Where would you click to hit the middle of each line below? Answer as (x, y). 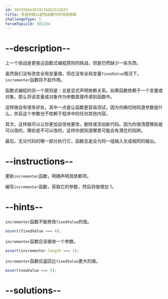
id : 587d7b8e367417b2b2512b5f (37, 10)
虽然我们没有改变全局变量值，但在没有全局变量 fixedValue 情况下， (73, 73)
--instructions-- (39, 162)
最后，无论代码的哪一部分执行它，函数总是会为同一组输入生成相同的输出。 (82, 141)
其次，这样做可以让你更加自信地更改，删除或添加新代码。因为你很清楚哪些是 (84, 124)
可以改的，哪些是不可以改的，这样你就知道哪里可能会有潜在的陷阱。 (75, 130)
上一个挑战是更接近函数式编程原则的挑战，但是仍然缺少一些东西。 (73, 63)
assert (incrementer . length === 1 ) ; (42, 250)
